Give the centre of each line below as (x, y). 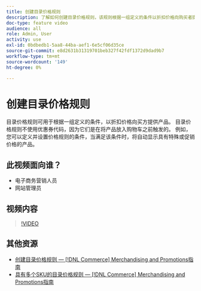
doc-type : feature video (37, 23)
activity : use (24, 40)
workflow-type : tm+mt (33, 56)
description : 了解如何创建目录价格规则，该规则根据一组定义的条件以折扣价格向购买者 (99, 17)
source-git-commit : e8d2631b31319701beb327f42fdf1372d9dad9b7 (85, 51)
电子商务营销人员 (36, 181)
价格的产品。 (22, 144)
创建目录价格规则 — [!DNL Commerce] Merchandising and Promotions (101, 259)
